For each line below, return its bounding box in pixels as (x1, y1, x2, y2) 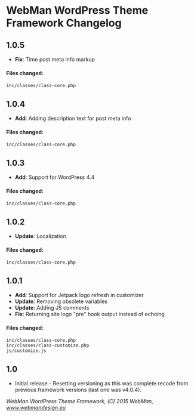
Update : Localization (14, 233, 67, 240)
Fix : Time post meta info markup (14, 56, 96, 63)
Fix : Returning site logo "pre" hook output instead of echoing (14, 311, 165, 318)
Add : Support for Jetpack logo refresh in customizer (14, 292, 144, 299)
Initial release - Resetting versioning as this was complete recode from (14, 380, 189, 387)
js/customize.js (6, 348, 47, 354)
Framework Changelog (6, 16, 122, 30)
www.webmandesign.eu (6, 404, 66, 412)
